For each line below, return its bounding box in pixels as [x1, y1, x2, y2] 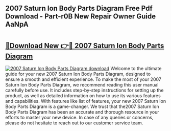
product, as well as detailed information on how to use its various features [5, 93, 161, 99]
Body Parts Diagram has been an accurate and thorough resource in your [5, 109, 159, 115]
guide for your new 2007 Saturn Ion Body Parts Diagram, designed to [5, 71, 151, 77]
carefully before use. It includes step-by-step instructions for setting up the [5, 87, 164, 93]
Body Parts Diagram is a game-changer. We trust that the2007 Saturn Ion [5, 103, 159, 110]
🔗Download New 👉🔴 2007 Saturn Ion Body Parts [5, 41, 164, 50]
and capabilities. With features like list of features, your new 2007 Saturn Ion [5, 98, 166, 104]
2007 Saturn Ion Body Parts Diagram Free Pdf [5, 4, 153, 13]
